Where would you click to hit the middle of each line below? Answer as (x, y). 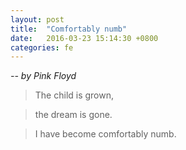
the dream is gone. (73, 115)
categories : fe (42, 47)
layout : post (37, 19)
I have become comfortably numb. (105, 134)
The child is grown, (74, 95)
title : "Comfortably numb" (69, 29)
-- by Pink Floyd (43, 76)
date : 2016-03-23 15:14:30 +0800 (84, 38)
